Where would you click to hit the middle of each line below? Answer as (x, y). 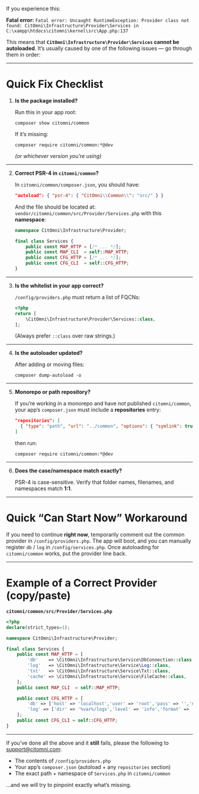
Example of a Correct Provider (82, 583)
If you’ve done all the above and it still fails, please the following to (87, 743)
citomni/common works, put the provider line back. (66, 553)
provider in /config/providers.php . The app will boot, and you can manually (99, 541)
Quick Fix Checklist (55, 84)
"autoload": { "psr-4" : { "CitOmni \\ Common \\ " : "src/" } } (89, 196)
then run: (26, 443)
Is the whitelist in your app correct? (59, 285)
